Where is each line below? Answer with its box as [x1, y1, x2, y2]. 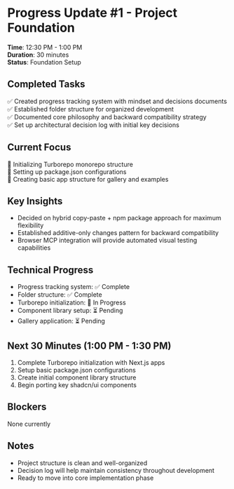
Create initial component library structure [17, 373, 137, 382]
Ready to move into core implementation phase [17, 474, 154, 482]
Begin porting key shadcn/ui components [17, 381, 137, 389]
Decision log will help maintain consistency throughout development [17, 466, 215, 474]
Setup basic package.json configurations [17, 366, 137, 374]
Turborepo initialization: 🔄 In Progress [17, 298, 126, 307]
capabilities [17, 243, 51, 252]
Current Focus [7, 142, 71, 154]
